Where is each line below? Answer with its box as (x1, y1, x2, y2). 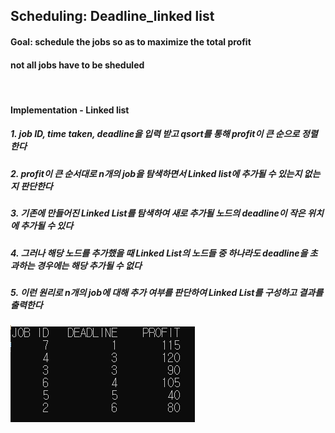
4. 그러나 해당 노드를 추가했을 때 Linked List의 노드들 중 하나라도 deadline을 (10, 247, 308, 259)
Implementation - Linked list (10, 104, 130, 116)
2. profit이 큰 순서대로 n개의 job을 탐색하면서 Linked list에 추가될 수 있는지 (10, 167, 303, 179)
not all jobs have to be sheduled (10, 59, 145, 71)
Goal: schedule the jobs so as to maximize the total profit (10, 35, 252, 48)
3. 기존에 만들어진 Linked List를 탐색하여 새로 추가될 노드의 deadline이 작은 (10, 207, 306, 219)
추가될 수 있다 (20, 220, 74, 232)
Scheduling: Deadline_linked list (10, 8, 215, 25)
